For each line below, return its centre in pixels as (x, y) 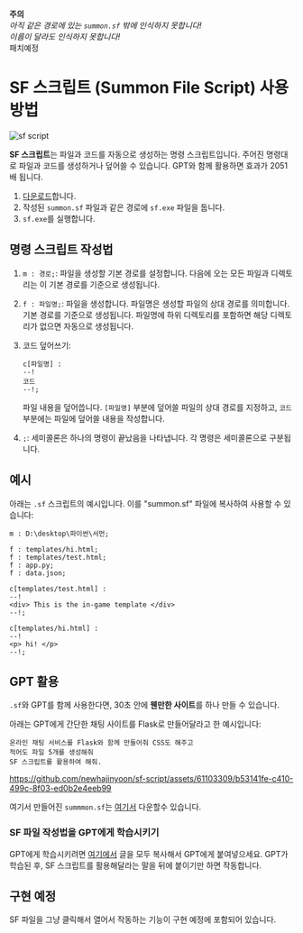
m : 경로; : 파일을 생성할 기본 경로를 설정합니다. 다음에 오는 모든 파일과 (145, 273)
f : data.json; (38, 573)
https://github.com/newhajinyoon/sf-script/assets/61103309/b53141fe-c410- (151, 779)
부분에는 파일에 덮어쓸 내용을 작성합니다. (93, 418)
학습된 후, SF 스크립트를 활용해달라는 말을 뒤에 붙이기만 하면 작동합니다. (136, 865)
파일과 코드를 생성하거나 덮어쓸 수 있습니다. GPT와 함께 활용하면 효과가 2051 (153, 165)
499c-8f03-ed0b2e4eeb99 (60, 789)
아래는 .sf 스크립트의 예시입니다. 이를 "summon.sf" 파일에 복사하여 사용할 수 (146, 503)
